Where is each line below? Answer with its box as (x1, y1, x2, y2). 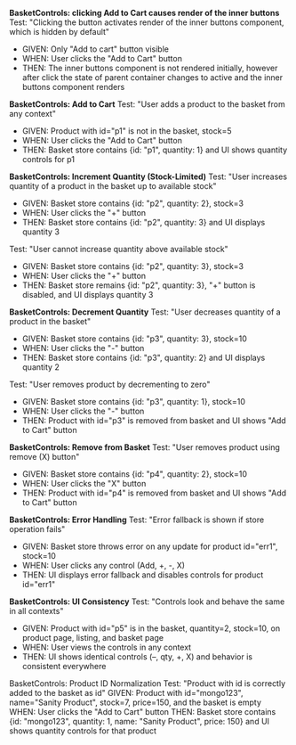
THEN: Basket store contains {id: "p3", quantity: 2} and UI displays (21, 352, 266, 363)
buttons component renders (21, 82, 125, 92)
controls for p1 (21, 154, 76, 164)
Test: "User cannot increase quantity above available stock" (9, 244, 228, 254)
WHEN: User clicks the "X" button (21, 479, 147, 488)
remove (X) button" (9, 452, 80, 462)
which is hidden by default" (9, 27, 109, 37)
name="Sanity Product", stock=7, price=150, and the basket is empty (9, 697, 262, 708)
